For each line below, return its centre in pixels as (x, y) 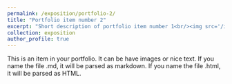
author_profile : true (38, 39)
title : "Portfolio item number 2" (57, 20)
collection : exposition (41, 33)
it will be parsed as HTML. (44, 74)
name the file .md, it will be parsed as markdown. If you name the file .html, (114, 66)
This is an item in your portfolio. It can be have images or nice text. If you (110, 59)
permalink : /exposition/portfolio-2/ (61, 13)
